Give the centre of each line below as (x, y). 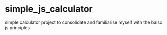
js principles (18, 27)
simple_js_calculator (49, 9)
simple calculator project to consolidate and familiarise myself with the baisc (84, 22)
